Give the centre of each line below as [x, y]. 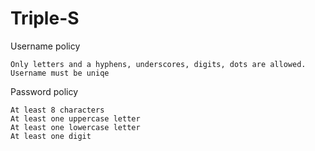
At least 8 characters [57, 110]
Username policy [45, 46]
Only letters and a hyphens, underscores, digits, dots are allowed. [158, 64]
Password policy [44, 91]
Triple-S [45, 18]
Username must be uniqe [60, 73]
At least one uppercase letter [75, 118]
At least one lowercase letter [75, 127]
